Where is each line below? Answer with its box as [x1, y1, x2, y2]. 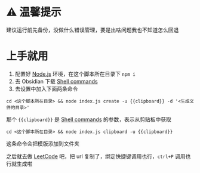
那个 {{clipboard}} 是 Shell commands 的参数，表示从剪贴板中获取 [6, 116, 171, 123]
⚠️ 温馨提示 [6, 5, 61, 19]
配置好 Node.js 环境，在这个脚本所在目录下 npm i [14, 70, 136, 78]
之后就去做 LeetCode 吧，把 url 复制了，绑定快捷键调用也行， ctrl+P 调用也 [6, 153, 191, 160]
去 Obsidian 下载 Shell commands [14, 78, 98, 85]
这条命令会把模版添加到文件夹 [6, 140, 79, 147]
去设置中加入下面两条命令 [14, 85, 78, 92]
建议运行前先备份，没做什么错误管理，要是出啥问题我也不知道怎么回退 [6, 26, 179, 33]
